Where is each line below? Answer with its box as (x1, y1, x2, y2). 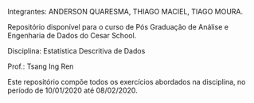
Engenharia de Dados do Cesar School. (7, 31, 137, 40)
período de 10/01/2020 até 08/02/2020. (7, 85, 139, 95)
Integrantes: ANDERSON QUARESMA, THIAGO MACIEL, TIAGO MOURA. (7, 7, 244, 16)
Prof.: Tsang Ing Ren (7, 61, 74, 71)
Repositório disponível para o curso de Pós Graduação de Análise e (7, 22, 229, 31)
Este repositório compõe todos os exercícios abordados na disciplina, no (7, 77, 246, 86)
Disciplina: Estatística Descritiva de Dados (7, 46, 146, 55)
